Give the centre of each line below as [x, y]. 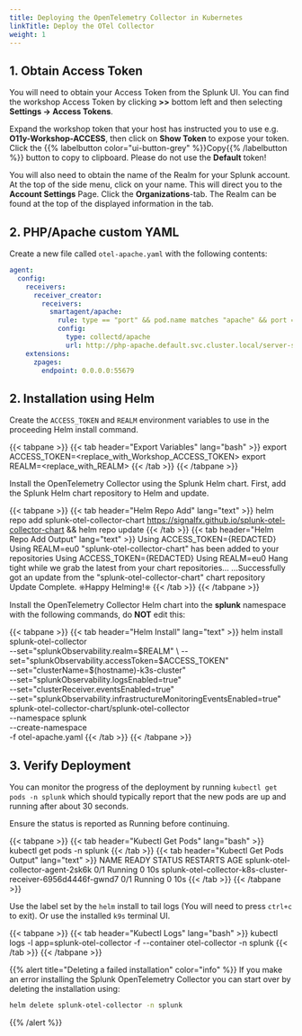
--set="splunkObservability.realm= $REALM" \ [94, 651]
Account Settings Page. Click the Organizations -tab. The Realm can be [143, 194]
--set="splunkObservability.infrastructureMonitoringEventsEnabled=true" [145, 699]
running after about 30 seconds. [69, 806]
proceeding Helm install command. [74, 430]
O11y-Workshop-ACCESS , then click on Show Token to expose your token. [149, 138]
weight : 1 [28, 34]
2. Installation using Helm [82, 398]
